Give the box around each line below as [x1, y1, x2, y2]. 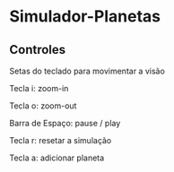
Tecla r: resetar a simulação [9, 135, 112, 145]
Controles [9, 42, 66, 57]
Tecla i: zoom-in [9, 83, 69, 93]
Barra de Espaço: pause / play [9, 118, 121, 128]
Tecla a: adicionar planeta [9, 152, 105, 163]
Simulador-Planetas [9, 6, 161, 27]
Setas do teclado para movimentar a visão [9, 65, 166, 76]
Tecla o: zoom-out [9, 100, 77, 111]
